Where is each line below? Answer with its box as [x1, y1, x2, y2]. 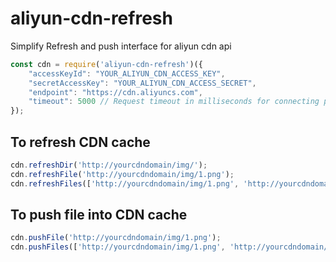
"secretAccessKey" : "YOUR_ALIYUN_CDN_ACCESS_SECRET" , [28, 78, 257, 88]
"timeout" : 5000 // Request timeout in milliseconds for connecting [28, 97, 320, 107]
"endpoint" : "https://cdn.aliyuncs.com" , [28, 87, 203, 97]
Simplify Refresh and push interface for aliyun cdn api [10, 40, 232, 52]
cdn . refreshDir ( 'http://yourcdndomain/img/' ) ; [10, 160, 208, 170]
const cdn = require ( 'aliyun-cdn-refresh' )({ [10, 59, 203, 69]
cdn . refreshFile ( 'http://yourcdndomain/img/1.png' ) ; [10, 169, 235, 179]
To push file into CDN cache [10, 207, 188, 224]
